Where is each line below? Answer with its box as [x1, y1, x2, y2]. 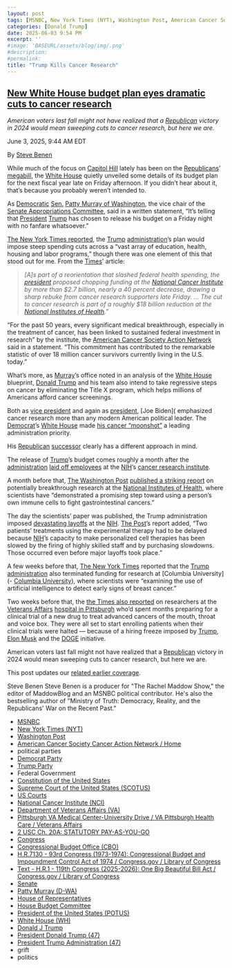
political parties [17, 747, 61, 755]
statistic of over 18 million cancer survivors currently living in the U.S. [7, 351, 204, 359]
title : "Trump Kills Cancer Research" [7, 62, 119, 69]
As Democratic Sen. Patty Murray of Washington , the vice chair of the [7, 200, 206, 208]
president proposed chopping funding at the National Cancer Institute [23, 278, 224, 286]
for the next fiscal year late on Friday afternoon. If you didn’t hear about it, [7, 179, 217, 187]
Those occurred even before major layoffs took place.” [7, 549, 163, 557]
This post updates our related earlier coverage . [7, 669, 142, 677]
